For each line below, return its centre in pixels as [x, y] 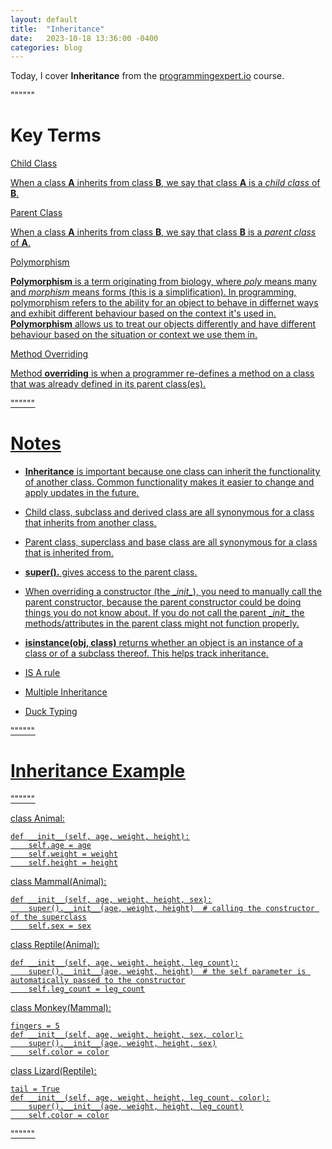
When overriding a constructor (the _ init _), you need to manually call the [173, 592]
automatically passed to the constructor [98, 981]
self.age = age [60, 846]
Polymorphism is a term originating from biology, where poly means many [163, 282]
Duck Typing [51, 712]
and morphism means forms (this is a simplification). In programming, [153, 292]
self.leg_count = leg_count [86, 989]
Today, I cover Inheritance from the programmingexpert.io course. [147, 76]
